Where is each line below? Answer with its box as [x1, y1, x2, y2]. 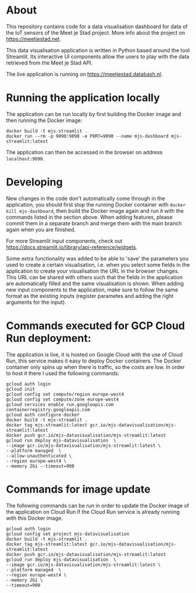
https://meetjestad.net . [6, 35, 61, 42]
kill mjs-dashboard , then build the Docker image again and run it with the [6, 207, 184, 214]
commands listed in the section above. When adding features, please [6, 214, 173, 221]
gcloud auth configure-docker [6, 412, 80, 418]
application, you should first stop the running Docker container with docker [6, 201, 186, 208]
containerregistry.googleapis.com [6, 406, 91, 412]
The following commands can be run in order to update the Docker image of [6, 502, 190, 509]
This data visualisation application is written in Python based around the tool [6, 46, 190, 53]
